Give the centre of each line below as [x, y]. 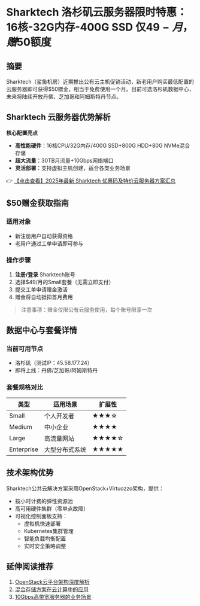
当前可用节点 [25, 349]
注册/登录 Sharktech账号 [45, 274]
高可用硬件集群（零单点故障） [51, 508]
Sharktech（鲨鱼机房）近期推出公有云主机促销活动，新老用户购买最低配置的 [100, 82]
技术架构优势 [30, 473]
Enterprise [24, 449]
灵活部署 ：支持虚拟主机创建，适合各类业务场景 [72, 168]
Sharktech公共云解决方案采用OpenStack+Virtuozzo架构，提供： [85, 488]
